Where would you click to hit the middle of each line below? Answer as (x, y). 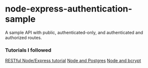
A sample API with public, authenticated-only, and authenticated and (74, 32)
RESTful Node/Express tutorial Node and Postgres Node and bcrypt (73, 61)
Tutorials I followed (28, 50)
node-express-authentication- (69, 9)
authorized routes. (24, 38)
